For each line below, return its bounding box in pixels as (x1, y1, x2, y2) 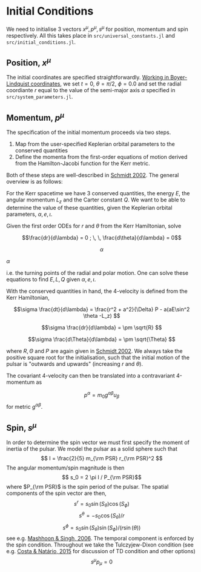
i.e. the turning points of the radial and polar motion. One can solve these (6, 269, 189, 277)
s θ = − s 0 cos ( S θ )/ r (78, 511, 125, 520)
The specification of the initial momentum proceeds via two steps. (6, 129, 171, 136)
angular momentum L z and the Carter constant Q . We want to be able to (6, 196, 186, 205)
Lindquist (6, 80, 30, 87)
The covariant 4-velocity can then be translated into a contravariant (6, 372, 176, 380)
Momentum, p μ (6, 110, 65, 123)
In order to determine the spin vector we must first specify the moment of (6, 439, 189, 446)
